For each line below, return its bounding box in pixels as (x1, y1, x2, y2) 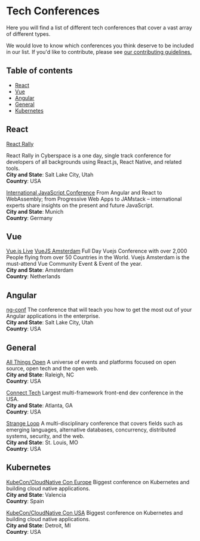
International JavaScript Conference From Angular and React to (6, 189, 162, 196)
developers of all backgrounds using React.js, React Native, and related (6, 158, 182, 165)
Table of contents (6, 66, 73, 76)
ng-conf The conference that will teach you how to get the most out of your (6, 306, 192, 314)
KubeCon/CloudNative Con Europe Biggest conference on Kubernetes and (6, 478, 190, 485)
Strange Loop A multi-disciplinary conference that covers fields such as (6, 420, 183, 427)
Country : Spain (6, 497, 45, 504)
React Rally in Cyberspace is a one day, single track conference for (6, 151, 171, 159)
